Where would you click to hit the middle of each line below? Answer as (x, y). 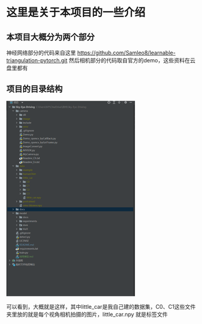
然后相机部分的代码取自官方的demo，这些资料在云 (132, 60)
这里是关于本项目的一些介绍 (76, 13)
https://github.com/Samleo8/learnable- (126, 53)
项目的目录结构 (34, 89)
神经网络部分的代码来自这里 (41, 53)
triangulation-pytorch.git (37, 60)
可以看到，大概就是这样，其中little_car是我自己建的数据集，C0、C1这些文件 (101, 306)
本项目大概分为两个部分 (50, 37)
